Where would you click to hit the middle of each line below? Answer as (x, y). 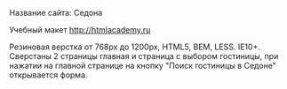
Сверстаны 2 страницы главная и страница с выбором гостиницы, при (144, 56)
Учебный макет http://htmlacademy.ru (80, 30)
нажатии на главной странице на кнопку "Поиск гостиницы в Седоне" (143, 66)
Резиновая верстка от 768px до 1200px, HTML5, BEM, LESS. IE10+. (135, 47)
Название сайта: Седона (56, 13)
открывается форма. (48, 75)
